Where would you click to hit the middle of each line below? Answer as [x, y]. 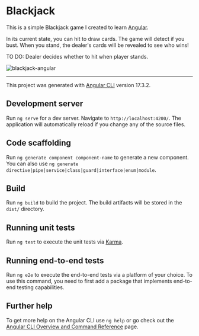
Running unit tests [41, 227]
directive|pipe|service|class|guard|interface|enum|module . [81, 169]
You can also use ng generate [42, 164]
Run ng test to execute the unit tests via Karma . [65, 242]
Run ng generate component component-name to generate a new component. [98, 157]
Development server [45, 104]
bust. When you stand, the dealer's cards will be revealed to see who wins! [98, 45]
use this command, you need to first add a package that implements [89, 281]
